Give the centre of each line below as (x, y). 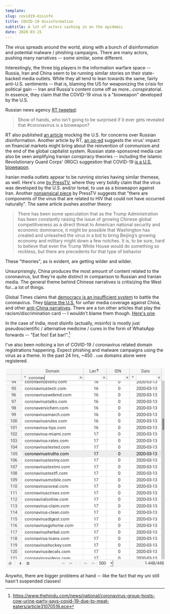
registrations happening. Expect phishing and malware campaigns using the (84, 350)
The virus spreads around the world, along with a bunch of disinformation (82, 47)
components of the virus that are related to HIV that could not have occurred (85, 199)
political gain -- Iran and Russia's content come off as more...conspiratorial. (84, 89)
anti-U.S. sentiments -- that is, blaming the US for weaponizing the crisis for (84, 84)
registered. (16, 360)
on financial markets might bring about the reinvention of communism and (82, 146)
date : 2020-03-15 (24, 32)
